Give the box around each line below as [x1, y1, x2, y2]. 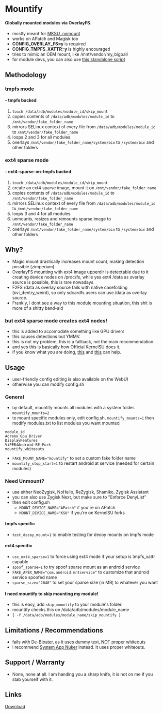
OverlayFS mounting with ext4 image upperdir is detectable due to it [12, 269, 149, 275]
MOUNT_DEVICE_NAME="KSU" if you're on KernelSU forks [19, 510, 125, 516]
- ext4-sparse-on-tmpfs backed [5, 169, 72, 175]
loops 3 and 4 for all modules [12, 211, 71, 217]
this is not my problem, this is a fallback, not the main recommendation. [12, 339, 155, 345]
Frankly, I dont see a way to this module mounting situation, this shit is [12, 300, 152, 306]
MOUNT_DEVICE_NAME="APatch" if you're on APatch [19, 504, 115, 510]
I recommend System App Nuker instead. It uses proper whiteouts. [12, 644, 146, 650]
